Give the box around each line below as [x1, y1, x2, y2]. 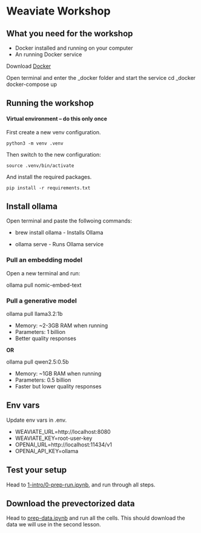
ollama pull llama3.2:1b [6, 310, 63, 317]
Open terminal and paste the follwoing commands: [6, 217, 132, 224]
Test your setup [6, 465, 67, 476]
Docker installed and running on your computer [15, 44, 133, 51]
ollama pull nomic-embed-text [6, 281, 82, 289]
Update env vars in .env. [6, 416, 67, 423]
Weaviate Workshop [6, 4, 111, 18]
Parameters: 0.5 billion [15, 376, 71, 384]
